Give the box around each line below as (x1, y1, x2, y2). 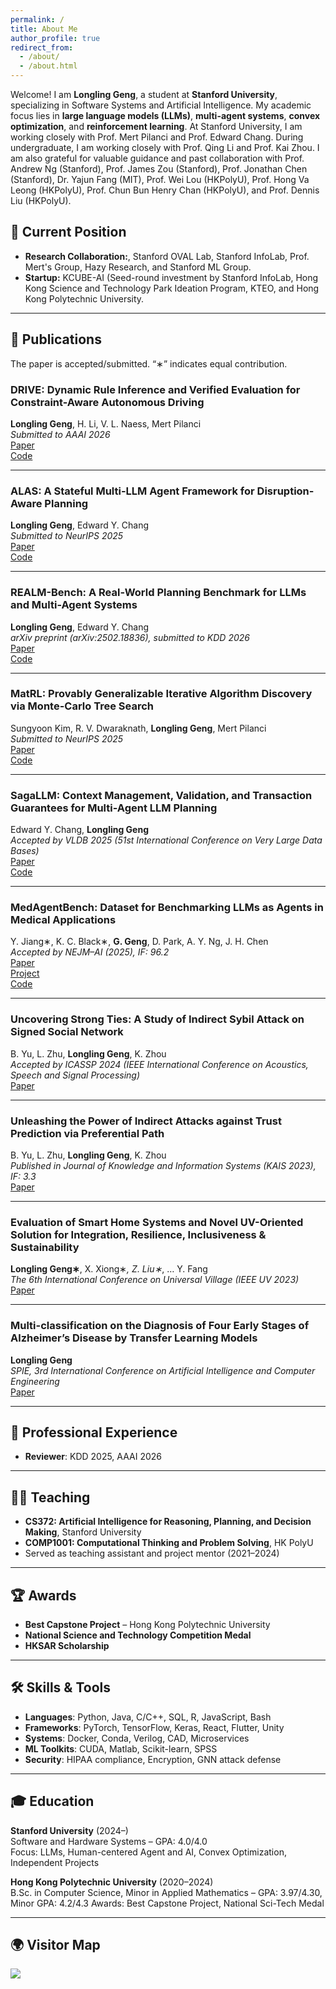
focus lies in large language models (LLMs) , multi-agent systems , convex (10, 110, 321, 121)
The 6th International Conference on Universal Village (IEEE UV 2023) (10, 1274, 300, 1286)
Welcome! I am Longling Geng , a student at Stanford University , (10, 89, 278, 100)
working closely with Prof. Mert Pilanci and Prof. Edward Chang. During (10, 131, 304, 143)
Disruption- (256, 484, 315, 498)
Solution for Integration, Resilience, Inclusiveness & (10, 1227, 267, 1241)
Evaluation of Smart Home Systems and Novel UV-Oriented (10, 1215, 304, 1229)
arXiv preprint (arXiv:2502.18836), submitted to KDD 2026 (10, 631, 250, 643)
